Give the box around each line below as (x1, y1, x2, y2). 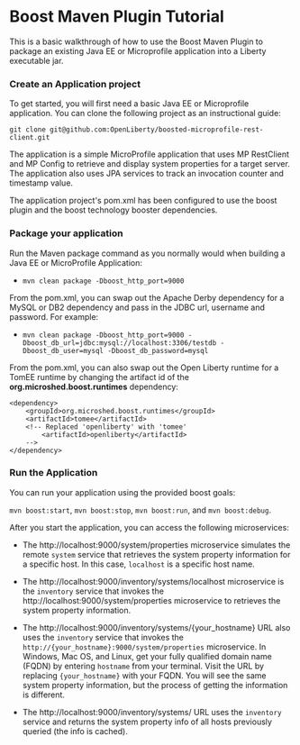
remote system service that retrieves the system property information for (22, 549, 291, 559)
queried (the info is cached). (22, 725, 128, 736)
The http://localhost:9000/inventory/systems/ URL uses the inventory (22, 706, 282, 717)
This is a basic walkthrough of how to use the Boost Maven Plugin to (9, 36, 264, 47)
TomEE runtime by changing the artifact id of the (9, 371, 189, 382)
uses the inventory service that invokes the (22, 631, 185, 642)
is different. (22, 689, 66, 700)
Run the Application (9, 467, 98, 479)
